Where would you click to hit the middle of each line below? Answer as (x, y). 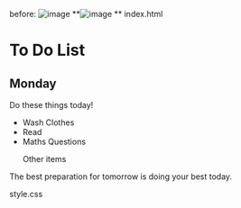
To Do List (47, 50)
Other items (44, 159)
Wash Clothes (48, 122)
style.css (26, 194)
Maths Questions (54, 141)
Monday (33, 83)
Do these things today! (51, 105)
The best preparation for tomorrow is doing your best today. (121, 176)
